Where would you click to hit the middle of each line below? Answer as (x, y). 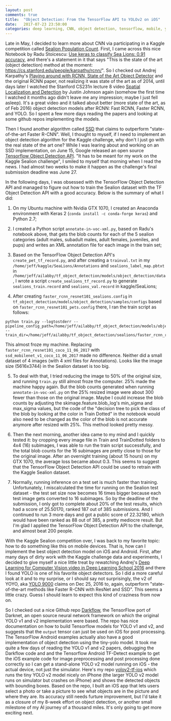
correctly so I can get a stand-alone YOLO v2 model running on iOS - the (82, 664)
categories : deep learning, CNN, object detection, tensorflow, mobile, (84, 29)
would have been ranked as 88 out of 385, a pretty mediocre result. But (88, 520)
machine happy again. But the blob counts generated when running (83, 387)
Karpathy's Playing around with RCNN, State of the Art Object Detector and (84, 76)
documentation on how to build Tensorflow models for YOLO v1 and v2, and (84, 626)
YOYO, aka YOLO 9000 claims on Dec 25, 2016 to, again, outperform (77, 584)
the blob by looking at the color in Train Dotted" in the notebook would (86, 414)
